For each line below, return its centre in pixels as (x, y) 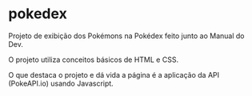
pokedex (38, 14)
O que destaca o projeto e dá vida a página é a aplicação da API (114, 75)
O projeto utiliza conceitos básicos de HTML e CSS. (93, 60)
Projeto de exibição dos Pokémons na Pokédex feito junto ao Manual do (126, 36)
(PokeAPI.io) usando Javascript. (61, 83)
